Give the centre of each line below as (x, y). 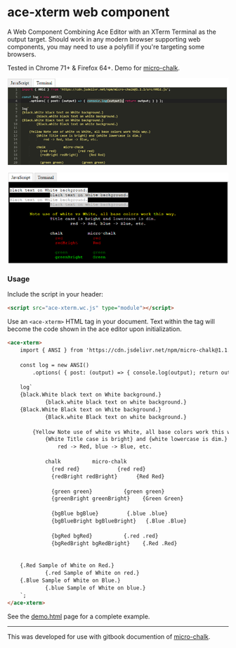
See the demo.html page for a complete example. (79, 616)
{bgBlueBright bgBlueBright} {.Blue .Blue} (119, 521)
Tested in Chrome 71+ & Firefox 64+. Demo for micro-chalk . (94, 68)
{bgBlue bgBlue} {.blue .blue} (110, 514)
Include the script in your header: (55, 294)
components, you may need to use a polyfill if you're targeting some (106, 46)
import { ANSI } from (51, 350)
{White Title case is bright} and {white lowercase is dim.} (136, 440)
